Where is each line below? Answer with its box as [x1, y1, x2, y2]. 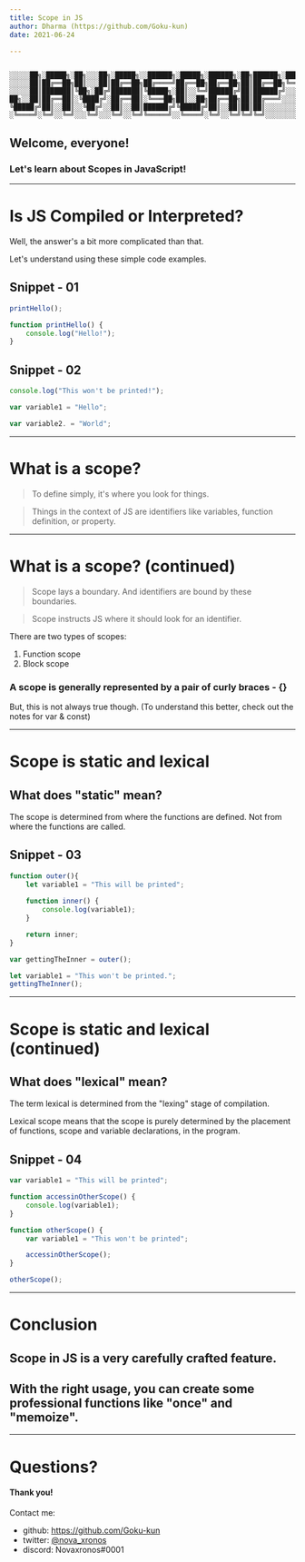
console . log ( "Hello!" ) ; [25, 329, 116, 338]
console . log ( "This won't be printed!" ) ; [9, 387, 165, 396]
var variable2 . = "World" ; [9, 419, 112, 428]
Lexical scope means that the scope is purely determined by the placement [9, 1116, 291, 1127]
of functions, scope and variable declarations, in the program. [9, 1125, 241, 1136]
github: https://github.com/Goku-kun [22, 1525, 161, 1536]
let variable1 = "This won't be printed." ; [9, 971, 177, 981]
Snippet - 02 [9, 362, 82, 378]
